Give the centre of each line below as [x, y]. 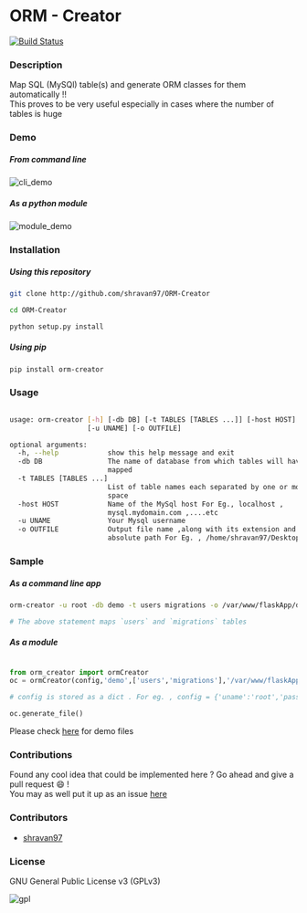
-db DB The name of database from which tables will [151, 462]
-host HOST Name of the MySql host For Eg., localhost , [151, 504]
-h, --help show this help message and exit [126, 453]
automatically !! [38, 94]
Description [36, 65]
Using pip [28, 347]
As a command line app [56, 583]
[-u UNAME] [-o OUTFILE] [134, 428]
